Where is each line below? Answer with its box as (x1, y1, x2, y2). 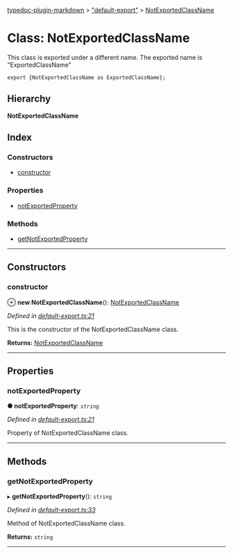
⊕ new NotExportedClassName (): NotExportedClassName (7, 298, 180, 306)
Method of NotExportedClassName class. (7, 519, 126, 528)
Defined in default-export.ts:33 (7, 506, 96, 514)
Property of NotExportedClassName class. (7, 429, 129, 437)
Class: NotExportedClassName (7, 31, 190, 46)
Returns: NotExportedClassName (7, 338, 103, 347)
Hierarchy (7, 93, 51, 105)
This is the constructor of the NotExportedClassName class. (7, 325, 179, 333)
